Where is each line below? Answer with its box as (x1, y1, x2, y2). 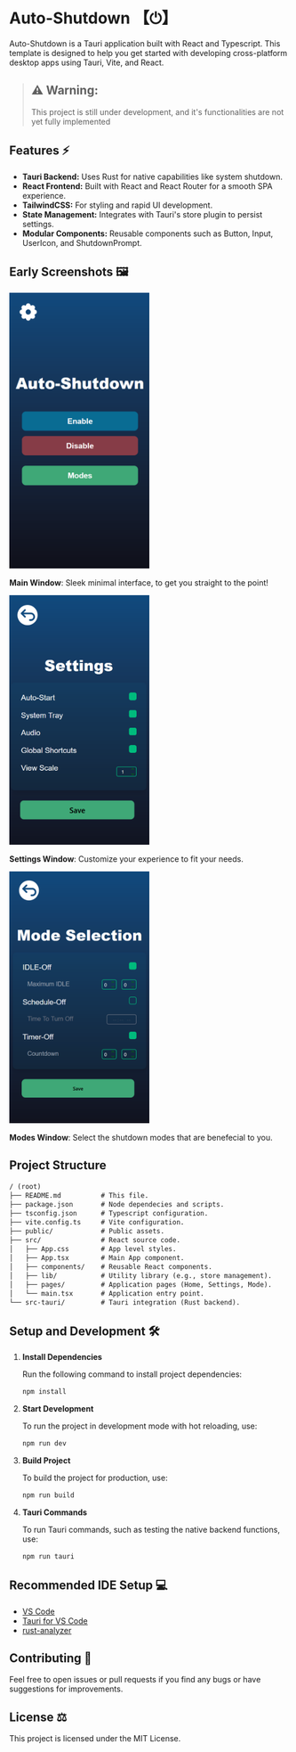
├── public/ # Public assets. (9, 1227, 165, 1236)
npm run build (21, 1490, 75, 1500)
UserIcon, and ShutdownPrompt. (21, 237, 142, 248)
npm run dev (21, 1439, 67, 1448)
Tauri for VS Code (21, 1615, 88, 1626)
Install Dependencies (21, 1352, 102, 1363)
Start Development (21, 1404, 94, 1414)
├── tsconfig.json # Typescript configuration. (9, 1209, 209, 1218)
